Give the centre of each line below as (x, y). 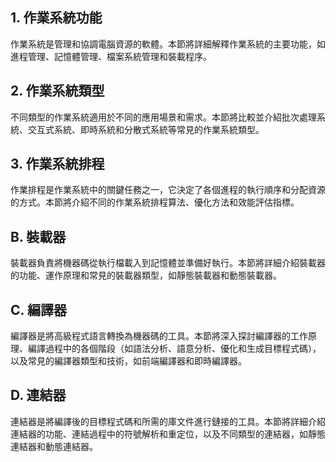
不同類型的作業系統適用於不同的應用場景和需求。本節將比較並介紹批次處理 (163, 117)
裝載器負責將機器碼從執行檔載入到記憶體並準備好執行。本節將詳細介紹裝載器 (168, 263)
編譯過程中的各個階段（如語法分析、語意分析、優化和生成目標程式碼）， (174, 349)
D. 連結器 (38, 395)
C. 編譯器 (38, 309)
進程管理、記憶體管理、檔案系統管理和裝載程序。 (111, 56)
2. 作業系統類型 (57, 91)
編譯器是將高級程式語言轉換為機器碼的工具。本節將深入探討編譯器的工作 (159, 336)
